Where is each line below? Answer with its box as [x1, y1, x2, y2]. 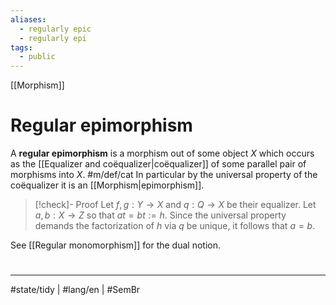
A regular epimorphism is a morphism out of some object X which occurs [10, 147, 315, 160]
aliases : [10, 14, 47, 25]
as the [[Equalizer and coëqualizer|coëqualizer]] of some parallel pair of [10, 158, 307, 170]
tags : [10, 42, 33, 53]
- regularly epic [19, 24, 92, 34]
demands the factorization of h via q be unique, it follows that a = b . [34, 220, 316, 232]
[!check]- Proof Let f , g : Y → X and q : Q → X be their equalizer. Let [34, 199, 317, 211]
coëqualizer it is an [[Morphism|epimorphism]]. [10, 179, 205, 191]
